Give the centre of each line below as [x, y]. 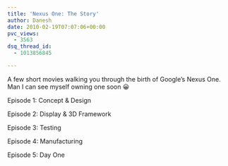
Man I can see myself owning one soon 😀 [68, 87]
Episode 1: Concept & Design [49, 100]
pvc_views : [23, 33]
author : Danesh [30, 20]
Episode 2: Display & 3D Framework [59, 114]
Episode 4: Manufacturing [45, 141]
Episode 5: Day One [36, 155]
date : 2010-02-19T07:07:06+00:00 [56, 27]
